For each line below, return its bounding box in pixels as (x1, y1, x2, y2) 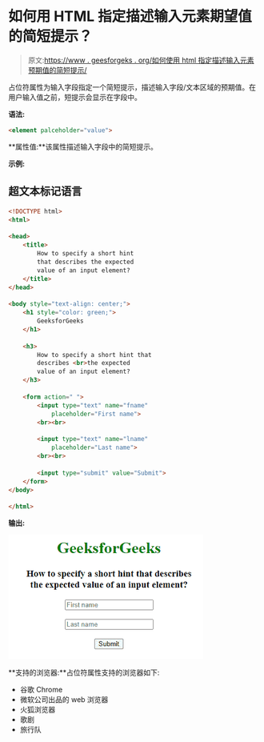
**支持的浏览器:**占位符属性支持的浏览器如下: (8, 668, 160, 677)
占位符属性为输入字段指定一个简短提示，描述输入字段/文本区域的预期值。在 (8, 82, 257, 92)
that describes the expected (37, 258, 134, 266)
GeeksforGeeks (37, 317, 84, 325)
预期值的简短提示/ (27, 65, 87, 74)
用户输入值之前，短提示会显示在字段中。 (8, 92, 142, 102)
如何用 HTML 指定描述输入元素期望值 (8, 7, 252, 26)
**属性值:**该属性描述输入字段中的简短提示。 (8, 142, 158, 151)
